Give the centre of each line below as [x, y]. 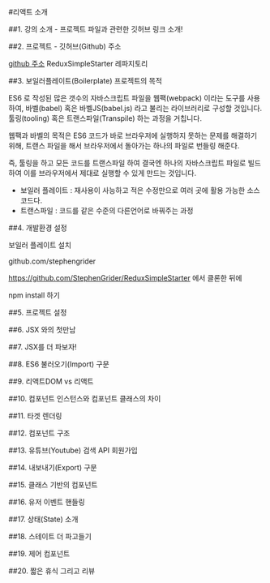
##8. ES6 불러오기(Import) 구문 [59, 364]
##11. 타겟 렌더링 [35, 416]
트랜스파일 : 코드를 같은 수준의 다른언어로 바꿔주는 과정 [107, 210]
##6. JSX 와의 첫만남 [42, 330]
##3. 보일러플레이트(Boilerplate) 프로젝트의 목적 [85, 81]
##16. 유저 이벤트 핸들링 [47, 502]
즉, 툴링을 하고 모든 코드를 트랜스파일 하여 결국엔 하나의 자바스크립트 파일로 [127, 163]
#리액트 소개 [28, 12]
